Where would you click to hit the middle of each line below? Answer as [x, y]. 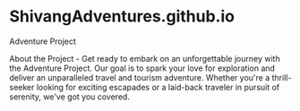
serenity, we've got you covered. [69, 97]
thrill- [282, 77]
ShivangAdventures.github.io [122, 17]
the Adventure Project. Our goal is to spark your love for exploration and [142, 68]
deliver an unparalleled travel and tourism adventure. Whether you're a [140, 77]
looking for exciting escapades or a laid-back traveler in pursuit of [158, 87]
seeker [22, 87]
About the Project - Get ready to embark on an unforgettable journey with [145, 58]
